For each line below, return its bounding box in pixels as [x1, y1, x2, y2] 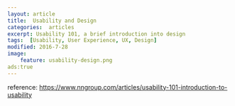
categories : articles [7, 23, 75, 31]
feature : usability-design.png [20, 57, 113, 64]
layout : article [7, 10, 55, 18]
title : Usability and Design [7, 17, 97, 24]
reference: [7, 83, 38, 91]
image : [7, 51, 27, 58]
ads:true [7, 63, 33, 70]
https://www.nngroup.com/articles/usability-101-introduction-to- [38, 83, 228, 91]
